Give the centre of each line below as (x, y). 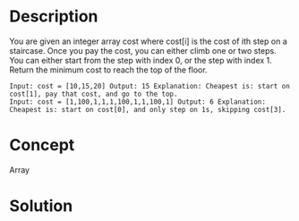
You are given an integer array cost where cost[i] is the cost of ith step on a (149, 41)
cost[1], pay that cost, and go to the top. (94, 94)
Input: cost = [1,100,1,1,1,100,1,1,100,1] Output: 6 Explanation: (138, 102)
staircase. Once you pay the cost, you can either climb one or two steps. (143, 50)
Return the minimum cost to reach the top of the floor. (108, 70)
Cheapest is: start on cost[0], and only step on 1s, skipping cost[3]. (148, 109)
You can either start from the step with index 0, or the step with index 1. (141, 60)
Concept (42, 145)
